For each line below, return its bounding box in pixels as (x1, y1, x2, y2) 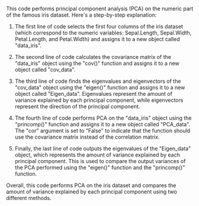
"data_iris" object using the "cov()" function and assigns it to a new (14, 60, 180, 67)
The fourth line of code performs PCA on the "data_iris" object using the (14, 114, 192, 121)
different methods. (6, 195, 52, 201)
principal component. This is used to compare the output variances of (14, 158, 186, 164)
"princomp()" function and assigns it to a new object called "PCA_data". (14, 121, 191, 127)
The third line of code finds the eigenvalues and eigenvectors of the (14, 77, 181, 85)
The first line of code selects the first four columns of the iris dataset (14, 23, 183, 30)
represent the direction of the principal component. (14, 103, 141, 110)
